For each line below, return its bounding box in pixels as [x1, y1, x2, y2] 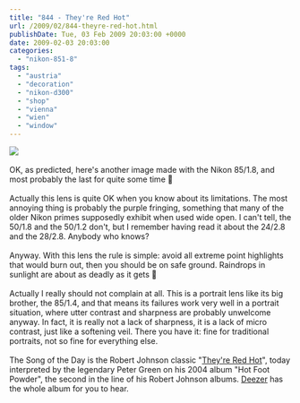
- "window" [17, 122, 58, 131]
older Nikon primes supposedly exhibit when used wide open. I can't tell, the [9, 212, 292, 222]
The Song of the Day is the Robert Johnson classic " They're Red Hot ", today [9, 355, 291, 365]
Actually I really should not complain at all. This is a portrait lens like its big [9, 288, 284, 298]
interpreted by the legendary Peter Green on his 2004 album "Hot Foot [9, 364, 270, 374]
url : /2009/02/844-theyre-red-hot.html [9, 21, 159, 30]
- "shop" [17, 96, 50, 106]
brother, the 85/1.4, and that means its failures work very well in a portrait [9, 297, 279, 308]
